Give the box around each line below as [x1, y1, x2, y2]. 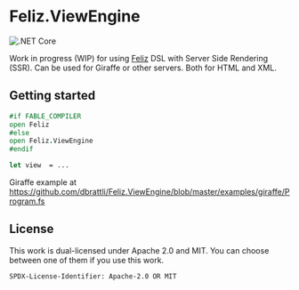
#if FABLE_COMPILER [9, 111, 82, 121]
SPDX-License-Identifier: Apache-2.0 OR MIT [9, 271, 177, 281]
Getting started [9, 88, 96, 103]
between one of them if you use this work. [9, 254, 165, 265]
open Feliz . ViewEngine [9, 136, 93, 146]
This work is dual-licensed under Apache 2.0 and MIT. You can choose [9, 245, 270, 255]
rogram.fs [9, 196, 45, 206]
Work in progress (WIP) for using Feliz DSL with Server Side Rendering [9, 52, 269, 63]
